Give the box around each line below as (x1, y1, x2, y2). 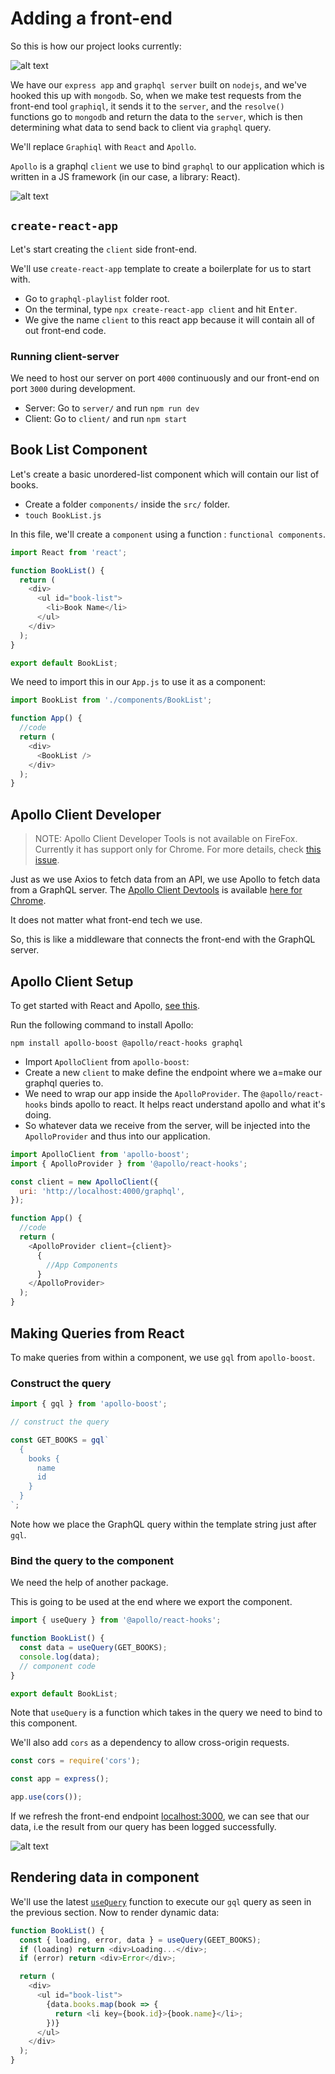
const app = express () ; (10, 1774, 110, 1784)
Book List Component (10, 442, 148, 459)
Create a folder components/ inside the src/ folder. (24, 498, 231, 510)
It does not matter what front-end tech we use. (10, 914, 203, 926)
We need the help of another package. (10, 1577, 169, 1589)
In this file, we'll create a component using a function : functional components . (10, 528, 326, 540)
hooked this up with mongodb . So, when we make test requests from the (10, 89, 302, 101)
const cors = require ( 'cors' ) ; (10, 1756, 141, 1766)
